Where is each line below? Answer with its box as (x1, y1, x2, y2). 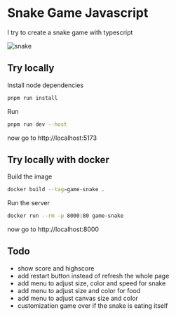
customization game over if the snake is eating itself (17, 301, 168, 310)
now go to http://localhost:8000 (7, 225, 100, 233)
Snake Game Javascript (7, 5, 149, 21)
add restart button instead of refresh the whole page (17, 271, 170, 280)
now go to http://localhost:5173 (7, 134, 97, 142)
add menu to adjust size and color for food (17, 286, 141, 295)
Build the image (7, 172, 53, 181)
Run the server (7, 199, 50, 207)
